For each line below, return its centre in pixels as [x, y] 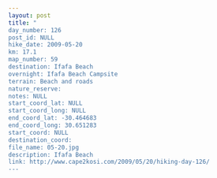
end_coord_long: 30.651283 [52, 125]
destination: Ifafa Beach [51, 67]
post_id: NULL [32, 37]
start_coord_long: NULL [47, 111]
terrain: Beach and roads [51, 81]
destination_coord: [40, 140]
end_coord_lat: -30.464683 [52, 118]
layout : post [30, 15]
